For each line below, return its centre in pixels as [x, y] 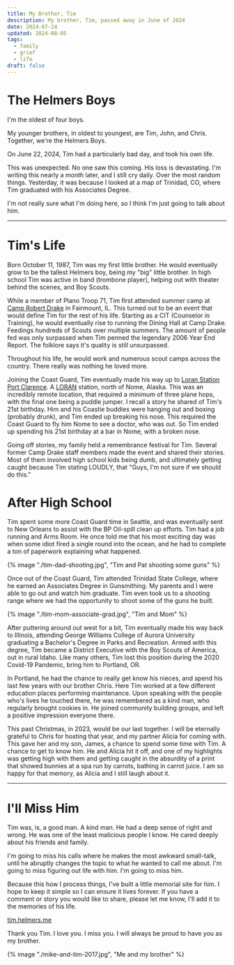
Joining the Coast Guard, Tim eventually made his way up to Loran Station [114, 379]
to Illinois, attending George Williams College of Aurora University [101, 635]
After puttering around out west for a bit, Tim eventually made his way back [116, 628]
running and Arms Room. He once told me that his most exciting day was [111, 537]
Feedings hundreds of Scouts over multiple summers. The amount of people [117, 330]
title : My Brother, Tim [42, 14]
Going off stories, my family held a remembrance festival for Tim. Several [112, 444]
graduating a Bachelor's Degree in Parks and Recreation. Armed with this [112, 643]
